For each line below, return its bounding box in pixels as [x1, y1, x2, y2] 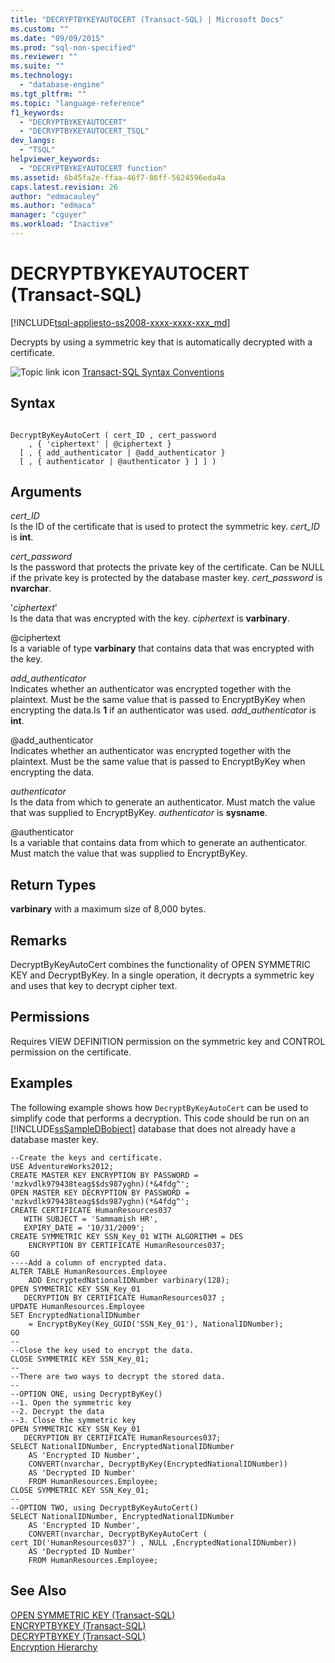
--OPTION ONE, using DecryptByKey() [10, 1389, 163, 1399]
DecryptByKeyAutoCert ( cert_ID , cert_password [10, 430, 217, 440]
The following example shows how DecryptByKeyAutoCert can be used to [10, 1101, 309, 1113]
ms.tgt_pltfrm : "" [10, 89, 87, 99]
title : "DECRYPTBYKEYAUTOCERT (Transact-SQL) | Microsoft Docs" [10, 14, 284, 25]
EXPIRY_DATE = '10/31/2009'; [23, 1222, 145, 1233]
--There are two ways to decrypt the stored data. [10, 1371, 226, 1381]
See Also [10, 1582, 67, 1600]
